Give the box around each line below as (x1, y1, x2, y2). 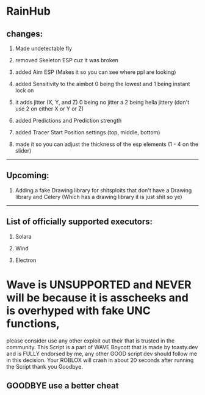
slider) (15, 147, 32, 154)
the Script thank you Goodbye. (6, 363, 84, 370)
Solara (15, 233, 32, 240)
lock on (15, 87, 34, 94)
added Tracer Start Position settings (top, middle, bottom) (15, 129, 160, 136)
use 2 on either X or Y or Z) (15, 105, 84, 112)
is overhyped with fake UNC (6, 303, 151, 317)
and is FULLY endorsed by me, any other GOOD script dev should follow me (6, 350, 198, 357)
